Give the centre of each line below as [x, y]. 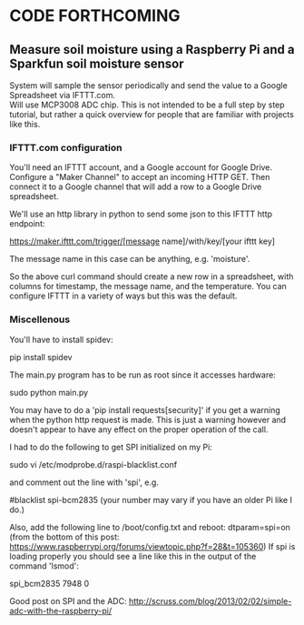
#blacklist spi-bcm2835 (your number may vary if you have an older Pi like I [151, 499]
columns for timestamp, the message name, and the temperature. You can [148, 287]
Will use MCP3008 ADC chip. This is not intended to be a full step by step [147, 105]
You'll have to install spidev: [61, 339]
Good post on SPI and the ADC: [68, 600]
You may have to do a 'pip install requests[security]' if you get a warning [145, 409]
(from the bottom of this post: [64, 537]
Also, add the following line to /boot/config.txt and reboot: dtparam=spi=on [150, 527]
